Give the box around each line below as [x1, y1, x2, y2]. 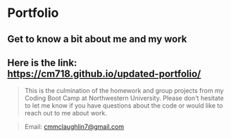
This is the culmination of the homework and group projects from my [24, 87, 224, 95]
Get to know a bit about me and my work [7, 33, 187, 45]
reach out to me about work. [24, 109, 107, 118]
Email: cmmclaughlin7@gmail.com [24, 123, 125, 131]
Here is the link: [7, 56, 77, 68]
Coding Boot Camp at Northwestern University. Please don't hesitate [24, 94, 224, 103]
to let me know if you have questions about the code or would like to [24, 101, 223, 110]
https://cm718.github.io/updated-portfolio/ [7, 68, 201, 80]
